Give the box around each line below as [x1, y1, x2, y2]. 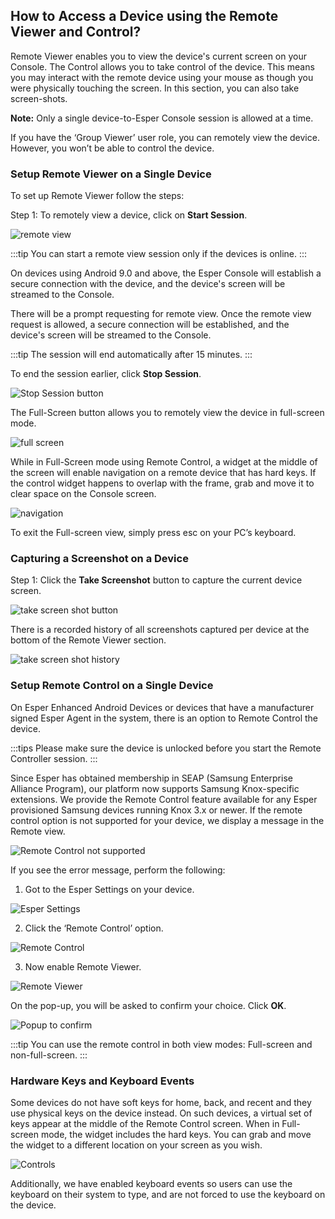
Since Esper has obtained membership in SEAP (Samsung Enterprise [10, 772, 293, 784]
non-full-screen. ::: [10, 1049, 88, 1061]
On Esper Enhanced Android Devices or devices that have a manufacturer [10, 701, 315, 713]
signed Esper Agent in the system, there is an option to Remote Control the [10, 712, 318, 724]
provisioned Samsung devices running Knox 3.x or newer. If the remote [10, 804, 303, 816]
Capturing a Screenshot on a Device [10, 552, 189, 566]
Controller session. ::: [10, 752, 98, 764]
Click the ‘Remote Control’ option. [24, 922, 164, 934]
